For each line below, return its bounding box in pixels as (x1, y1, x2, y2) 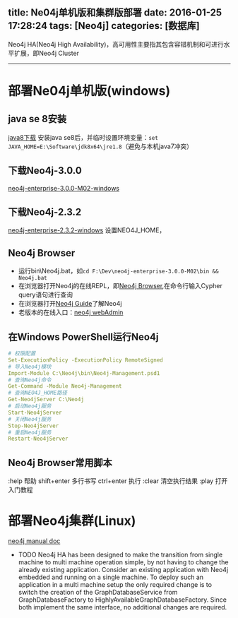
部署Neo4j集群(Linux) (8, 513, 136, 529)
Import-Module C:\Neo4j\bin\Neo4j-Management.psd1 (8, 369, 160, 376)
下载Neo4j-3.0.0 (8, 165, 82, 177)
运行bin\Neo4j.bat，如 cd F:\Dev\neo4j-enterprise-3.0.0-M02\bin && (18, 267, 219, 275)
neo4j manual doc (8, 537, 61, 545)
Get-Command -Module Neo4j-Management (8, 383, 122, 390)
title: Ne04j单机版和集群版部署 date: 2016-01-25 (8, 6, 222, 19)
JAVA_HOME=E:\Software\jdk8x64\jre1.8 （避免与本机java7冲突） (8, 142, 194, 150)
